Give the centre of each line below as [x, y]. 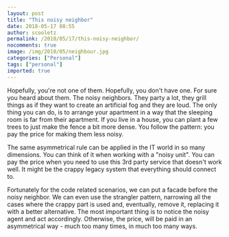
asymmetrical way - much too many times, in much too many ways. [102, 226]
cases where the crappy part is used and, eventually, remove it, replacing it [113, 204]
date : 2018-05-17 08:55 [41, 26]
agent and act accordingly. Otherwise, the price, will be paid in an [100, 219]
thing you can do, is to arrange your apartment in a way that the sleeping [110, 112]
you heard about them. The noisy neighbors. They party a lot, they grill [107, 97]
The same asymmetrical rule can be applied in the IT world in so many [106, 147]
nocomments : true [32, 45]
